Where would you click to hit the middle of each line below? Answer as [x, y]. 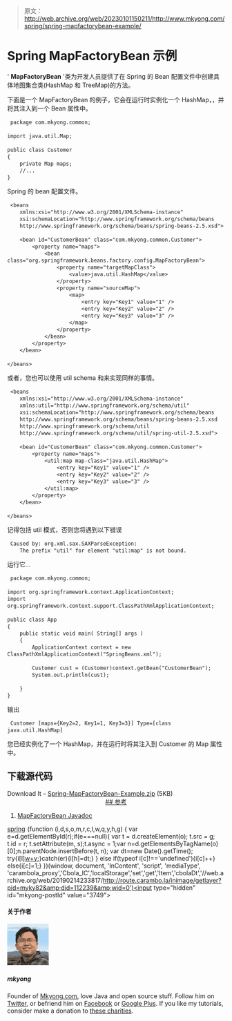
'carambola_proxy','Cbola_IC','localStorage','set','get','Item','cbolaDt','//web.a [116, 872]
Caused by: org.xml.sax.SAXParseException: [74, 544]
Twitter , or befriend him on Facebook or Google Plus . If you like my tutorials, [115, 1003]
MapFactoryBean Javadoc [55, 815]
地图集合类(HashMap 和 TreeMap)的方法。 [74, 85]
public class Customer [40, 150]
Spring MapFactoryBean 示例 [92, 56]
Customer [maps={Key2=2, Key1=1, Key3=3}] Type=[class [90, 723]
